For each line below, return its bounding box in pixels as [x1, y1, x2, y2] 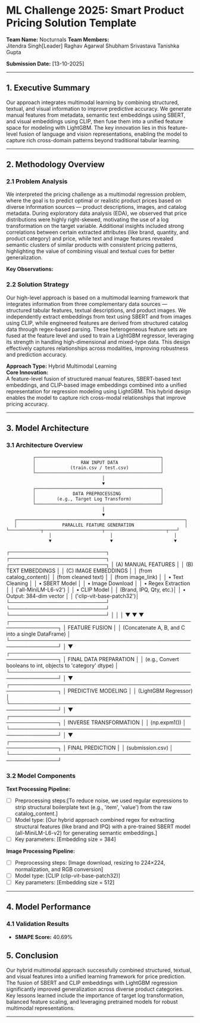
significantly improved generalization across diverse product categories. [6, 986, 184, 993]
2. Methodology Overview [6, 159, 105, 170]
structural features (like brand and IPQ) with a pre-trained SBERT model [14, 822, 190, 830]
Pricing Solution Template [6, 16, 137, 30]
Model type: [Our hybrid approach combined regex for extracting [14, 816, 174, 823]
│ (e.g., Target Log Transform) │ [32, 496, 164, 502]
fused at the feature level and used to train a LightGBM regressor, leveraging [6, 331, 194, 339]
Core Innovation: [6, 368, 49, 376]
